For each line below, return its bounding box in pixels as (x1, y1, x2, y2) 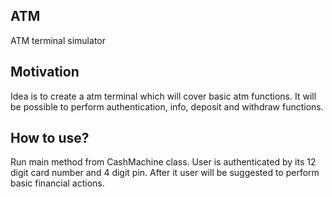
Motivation (10, 64, 80, 81)
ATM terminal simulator (10, 34, 106, 46)
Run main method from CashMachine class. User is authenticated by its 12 (10, 156, 317, 168)
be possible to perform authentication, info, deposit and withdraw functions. (10, 100, 324, 113)
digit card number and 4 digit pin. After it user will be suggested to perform (10, 167, 320, 179)
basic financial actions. (10, 177, 105, 189)
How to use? (10, 130, 90, 147)
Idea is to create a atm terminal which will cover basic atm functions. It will (10, 90, 317, 102)
